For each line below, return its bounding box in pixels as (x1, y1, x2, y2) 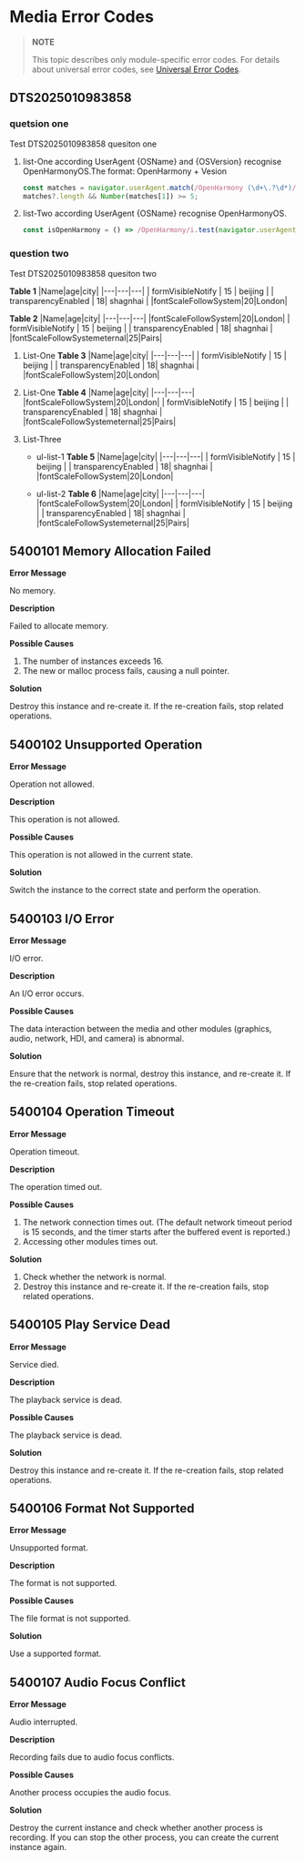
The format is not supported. (9, 1578, 117, 1589)
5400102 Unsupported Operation (9, 737, 203, 752)
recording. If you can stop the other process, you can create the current (9, 1832, 280, 1843)
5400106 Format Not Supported (9, 1500, 195, 1516)
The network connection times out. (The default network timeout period (22, 1216, 293, 1227)
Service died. (9, 1358, 59, 1369)
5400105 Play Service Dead (9, 1317, 171, 1333)
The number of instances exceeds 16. (22, 656, 164, 666)
